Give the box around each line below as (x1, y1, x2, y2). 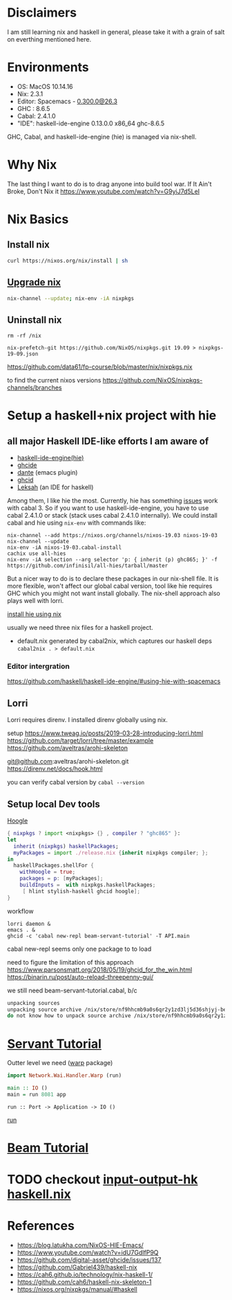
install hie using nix (7, 610, 62, 618)
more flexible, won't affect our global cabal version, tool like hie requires (7, 582, 213, 590)
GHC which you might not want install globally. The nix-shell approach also (7, 589, 221, 597)
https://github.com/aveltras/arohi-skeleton (7, 744, 128, 753)
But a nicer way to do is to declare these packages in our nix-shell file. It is (7, 574, 219, 583)
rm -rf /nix (7, 333, 41, 340)
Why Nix (7, 157, 57, 173)
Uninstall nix (7, 314, 62, 326)
